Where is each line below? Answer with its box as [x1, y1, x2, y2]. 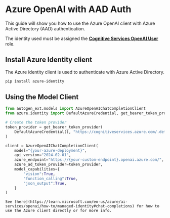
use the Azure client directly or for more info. [5, 208, 112, 213]
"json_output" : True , [23, 181, 67, 186]
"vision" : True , [23, 171, 56, 177]
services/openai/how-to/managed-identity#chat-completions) [5, 204, 135, 209]
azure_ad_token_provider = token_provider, [14, 162, 103, 167]
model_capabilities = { [14, 167, 60, 172]
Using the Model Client [5, 93, 79, 102]
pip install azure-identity [5, 78, 65, 84]
